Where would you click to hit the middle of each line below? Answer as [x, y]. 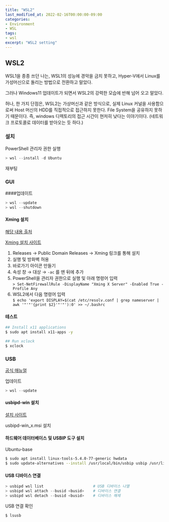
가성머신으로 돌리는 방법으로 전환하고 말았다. [49, 82]
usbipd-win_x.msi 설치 [28, 425]
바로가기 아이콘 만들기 [34, 265]
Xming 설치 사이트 [23, 242]
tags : [11, 33]
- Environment [20, 24]
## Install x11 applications [36, 328]
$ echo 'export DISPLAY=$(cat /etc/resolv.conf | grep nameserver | [86, 300]
